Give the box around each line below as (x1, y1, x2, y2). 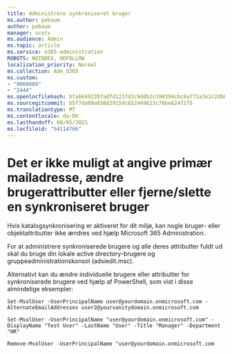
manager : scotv (7, 29, 51, 37)
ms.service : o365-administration (7, 49, 104, 56)
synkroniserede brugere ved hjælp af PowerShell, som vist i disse (7, 278, 193, 286)
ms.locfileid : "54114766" (7, 125, 81, 132)
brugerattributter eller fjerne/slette (7, 184, 212, 200)
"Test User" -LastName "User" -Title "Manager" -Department (43, 322, 221, 329)
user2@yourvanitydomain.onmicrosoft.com (81, 304, 199, 311)
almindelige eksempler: (7, 285, 74, 293)
